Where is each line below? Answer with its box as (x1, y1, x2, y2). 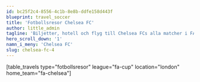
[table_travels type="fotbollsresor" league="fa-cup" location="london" (6, 63, 180, 70)
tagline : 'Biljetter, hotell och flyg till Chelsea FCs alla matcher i (6, 31, 187, 37)
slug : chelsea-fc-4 (6, 47, 55, 53)
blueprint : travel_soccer (6, 14, 70, 20)
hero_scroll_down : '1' (6, 36, 62, 42)
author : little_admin (6, 25, 60, 31)
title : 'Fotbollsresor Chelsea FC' (6, 19, 95, 25)
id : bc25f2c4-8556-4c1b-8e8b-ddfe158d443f (6, 8, 113, 15)
